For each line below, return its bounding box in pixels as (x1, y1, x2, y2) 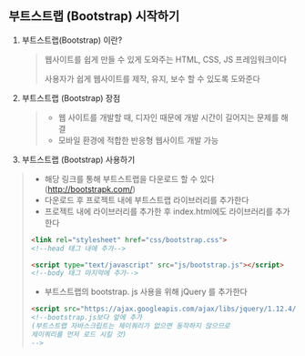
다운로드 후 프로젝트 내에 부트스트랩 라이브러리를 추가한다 (44, 194, 249, 205)
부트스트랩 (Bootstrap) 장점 (21, 92, 121, 103)
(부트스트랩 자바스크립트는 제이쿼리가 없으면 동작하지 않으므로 (30, 321, 231, 331)
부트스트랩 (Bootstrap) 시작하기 (8, 8, 179, 25)
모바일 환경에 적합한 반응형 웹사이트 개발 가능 (57, 135, 219, 146)
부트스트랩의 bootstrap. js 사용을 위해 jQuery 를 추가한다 (44, 286, 248, 298)
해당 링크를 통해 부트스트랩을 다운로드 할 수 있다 (44, 173, 215, 184)
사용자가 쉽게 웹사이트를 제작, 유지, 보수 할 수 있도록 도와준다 (44, 73, 260, 84)
